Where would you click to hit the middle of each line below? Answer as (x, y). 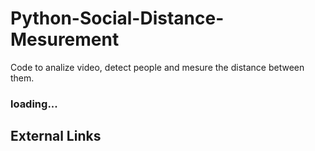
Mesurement (65, 39)
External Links (56, 136)
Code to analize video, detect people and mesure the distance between (157, 67)
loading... (34, 104)
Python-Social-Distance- (117, 18)
